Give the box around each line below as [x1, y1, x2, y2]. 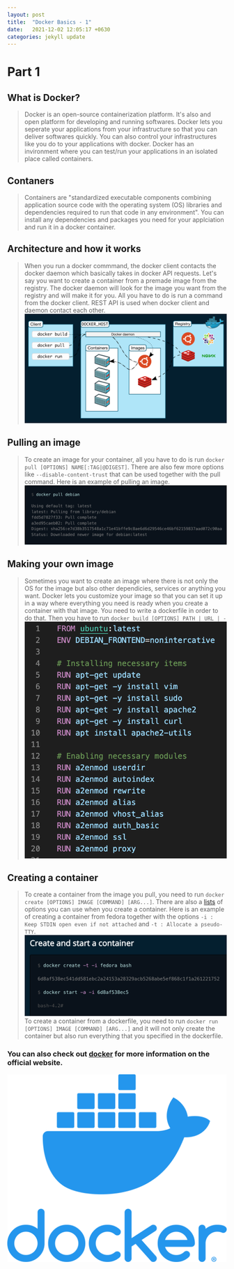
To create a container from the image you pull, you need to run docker [24, 890, 225, 898]
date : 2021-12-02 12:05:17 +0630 [7, 26, 111, 33]
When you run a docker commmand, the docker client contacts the [24, 261, 217, 270]
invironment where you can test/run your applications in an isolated [24, 147, 218, 156]
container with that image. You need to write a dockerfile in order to [24, 606, 219, 614]
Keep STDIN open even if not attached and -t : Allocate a [24, 920, 198, 928]
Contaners [7, 175, 54, 187]
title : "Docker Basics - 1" [7, 18, 92, 26]
